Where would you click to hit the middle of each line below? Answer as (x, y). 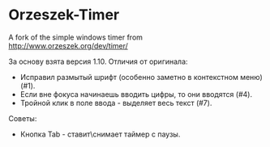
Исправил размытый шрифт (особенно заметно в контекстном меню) (141, 77)
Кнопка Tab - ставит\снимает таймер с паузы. (100, 134)
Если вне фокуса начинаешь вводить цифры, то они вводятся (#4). (136, 94)
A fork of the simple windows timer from (76, 37)
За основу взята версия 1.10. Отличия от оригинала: (98, 61)
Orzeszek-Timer (64, 15)
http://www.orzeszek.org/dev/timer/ (68, 45)
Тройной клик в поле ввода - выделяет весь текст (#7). (116, 103)
